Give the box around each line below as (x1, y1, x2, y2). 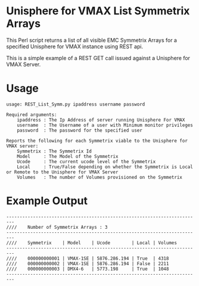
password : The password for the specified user (17, 127, 143, 133)
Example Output (6, 194, 88, 208)
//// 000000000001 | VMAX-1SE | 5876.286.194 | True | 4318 (6, 255, 169, 262)
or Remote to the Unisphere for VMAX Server (6, 169, 119, 175)
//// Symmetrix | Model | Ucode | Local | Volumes (6, 240, 178, 245)
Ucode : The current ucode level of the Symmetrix (17, 158, 156, 164)
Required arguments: (6, 111, 58, 117)
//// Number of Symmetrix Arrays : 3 (6, 224, 108, 230)
